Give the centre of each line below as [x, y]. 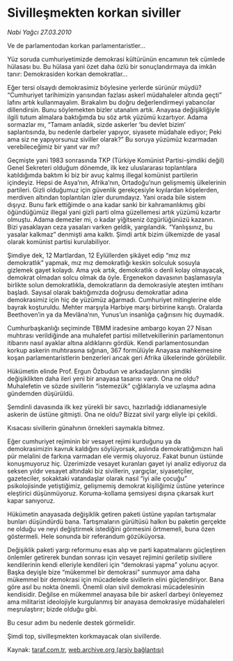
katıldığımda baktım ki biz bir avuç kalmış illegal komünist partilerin [103, 175]
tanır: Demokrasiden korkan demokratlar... [67, 74]
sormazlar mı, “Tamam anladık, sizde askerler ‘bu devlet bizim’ [97, 124]
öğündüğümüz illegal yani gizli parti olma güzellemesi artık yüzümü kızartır [114, 212]
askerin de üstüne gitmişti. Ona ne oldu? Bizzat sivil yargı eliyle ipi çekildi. [112, 414]
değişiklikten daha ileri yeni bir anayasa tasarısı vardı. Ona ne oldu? [103, 379]
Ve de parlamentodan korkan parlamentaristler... [77, 45]
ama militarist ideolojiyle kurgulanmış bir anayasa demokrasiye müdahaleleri [116, 602]
